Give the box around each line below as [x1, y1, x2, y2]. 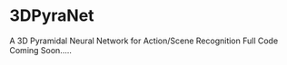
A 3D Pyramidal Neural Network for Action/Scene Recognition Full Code [9, 35, 279, 46]
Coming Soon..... [9, 44, 73, 55]
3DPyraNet [9, 5, 94, 26]
